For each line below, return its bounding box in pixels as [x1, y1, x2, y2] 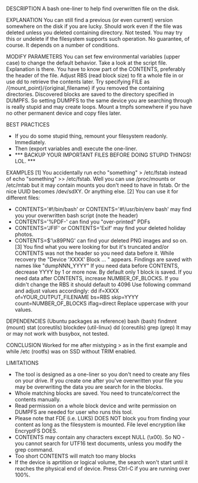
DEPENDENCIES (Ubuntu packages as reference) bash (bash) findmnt [6, 317, 177, 325]
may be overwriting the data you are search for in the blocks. [14, 384, 164, 390]
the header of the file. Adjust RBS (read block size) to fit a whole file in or [6, 72, 184, 79]
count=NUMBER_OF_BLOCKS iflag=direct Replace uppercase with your [14, 300, 189, 307]
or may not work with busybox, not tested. [6, 330, 109, 337]
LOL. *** [14, 158, 35, 164]
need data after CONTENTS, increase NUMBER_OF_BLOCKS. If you [14, 275, 179, 281]
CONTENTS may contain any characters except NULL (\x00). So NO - [14, 434, 185, 440]
